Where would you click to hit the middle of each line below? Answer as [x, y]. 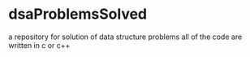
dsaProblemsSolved [78, 14]
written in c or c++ [39, 45]
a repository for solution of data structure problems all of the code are [125, 37]
